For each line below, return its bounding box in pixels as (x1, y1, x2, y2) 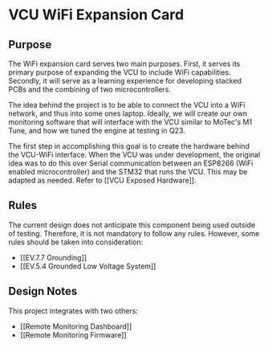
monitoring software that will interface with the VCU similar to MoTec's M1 (8, 117, 253, 126)
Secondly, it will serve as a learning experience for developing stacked (8, 76, 242, 85)
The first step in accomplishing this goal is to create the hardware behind (8, 141, 250, 150)
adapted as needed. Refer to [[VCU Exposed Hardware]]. (8, 175, 197, 185)
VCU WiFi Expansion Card (8, 6, 185, 24)
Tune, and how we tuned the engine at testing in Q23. (8, 126, 186, 135)
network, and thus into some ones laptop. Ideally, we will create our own (8, 108, 247, 118)
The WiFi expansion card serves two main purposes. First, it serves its (8, 59, 241, 68)
